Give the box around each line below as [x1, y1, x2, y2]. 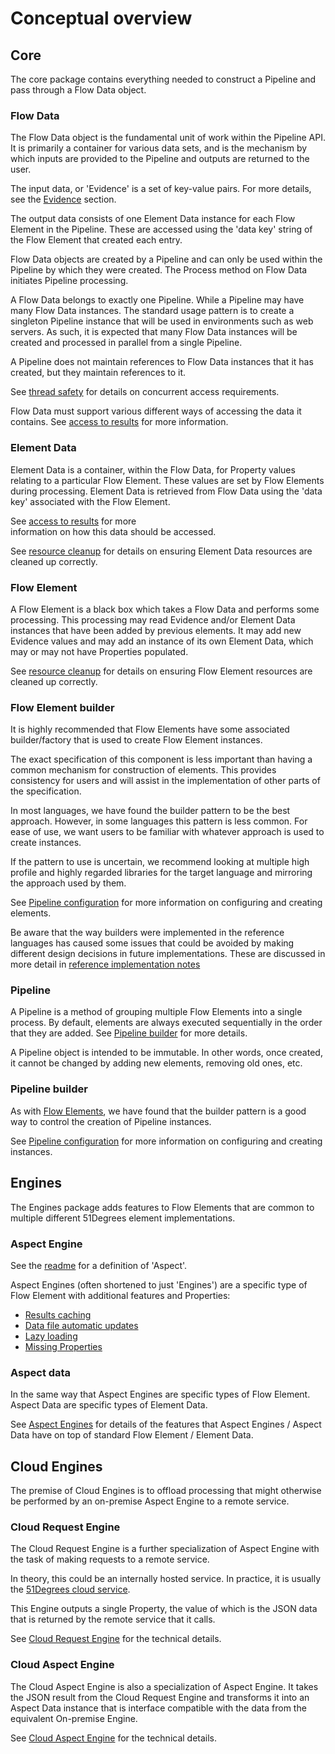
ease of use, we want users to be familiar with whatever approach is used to [10, 826, 325, 838]
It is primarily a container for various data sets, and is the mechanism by [10, 142, 308, 154]
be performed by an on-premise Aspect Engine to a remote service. [10, 1495, 290, 1507]
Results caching [24, 1308, 92, 1321]
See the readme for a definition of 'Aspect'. [10, 1259, 188, 1271]
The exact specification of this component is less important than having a [10, 753, 313, 766]
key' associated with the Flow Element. [10, 495, 171, 507]
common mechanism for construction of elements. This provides [10, 764, 277, 776]
